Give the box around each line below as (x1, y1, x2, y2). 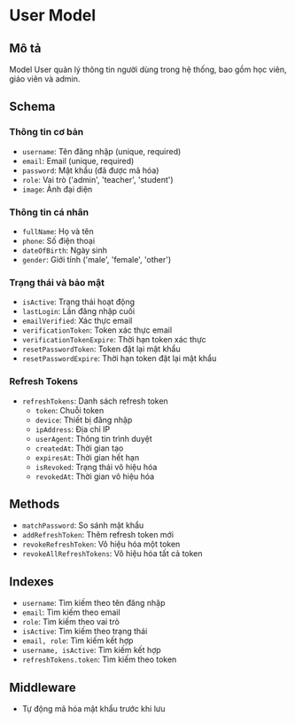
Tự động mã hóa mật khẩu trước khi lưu (21, 703, 166, 714)
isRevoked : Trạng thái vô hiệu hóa (35, 461, 158, 472)
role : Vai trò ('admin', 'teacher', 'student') (21, 174, 175, 185)
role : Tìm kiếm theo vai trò (21, 617, 120, 627)
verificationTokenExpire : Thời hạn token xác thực (21, 334, 206, 345)
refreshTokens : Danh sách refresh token (21, 396, 168, 406)
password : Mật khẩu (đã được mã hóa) (21, 165, 159, 176)
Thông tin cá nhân (9, 206, 89, 218)
